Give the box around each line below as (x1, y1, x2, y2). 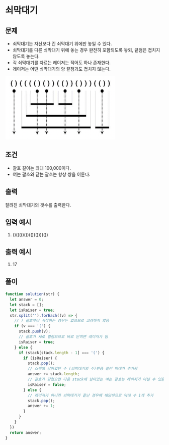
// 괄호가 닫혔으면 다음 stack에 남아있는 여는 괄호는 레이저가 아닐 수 (27, 377, 156, 382)
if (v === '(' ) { (14, 324, 51, 329)
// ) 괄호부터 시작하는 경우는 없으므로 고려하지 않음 (14, 318, 109, 323)
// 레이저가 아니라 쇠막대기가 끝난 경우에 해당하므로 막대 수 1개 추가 (27, 392, 153, 398)
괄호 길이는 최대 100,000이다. (12, 165, 71, 171)
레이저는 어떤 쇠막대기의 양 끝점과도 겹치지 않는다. (12, 66, 111, 72)
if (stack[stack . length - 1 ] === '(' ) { (18, 350, 105, 355)
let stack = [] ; (10, 302, 44, 307)
